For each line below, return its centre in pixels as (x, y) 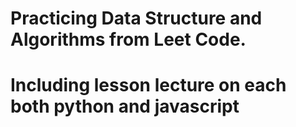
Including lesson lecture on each (148, 85)
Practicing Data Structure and (136, 18)
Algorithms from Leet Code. (128, 39)
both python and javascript (125, 106)
